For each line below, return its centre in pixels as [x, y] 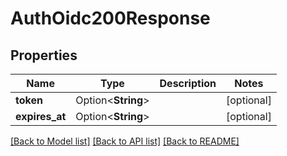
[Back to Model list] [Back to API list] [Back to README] [125, 141]
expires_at [41, 116]
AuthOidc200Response [110, 18]
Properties [44, 55]
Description [188, 83]
